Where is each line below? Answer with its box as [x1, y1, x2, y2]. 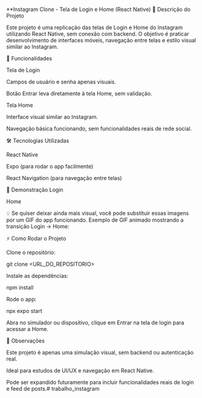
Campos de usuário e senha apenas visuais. [6, 79, 116, 85]
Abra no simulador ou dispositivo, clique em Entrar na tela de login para [6, 319, 184, 326]
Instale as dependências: [6, 272, 69, 279]
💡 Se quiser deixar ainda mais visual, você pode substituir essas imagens [6, 210, 189, 217]
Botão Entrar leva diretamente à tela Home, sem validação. [6, 90, 152, 97]
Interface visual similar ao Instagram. [6, 114, 99, 120]
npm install [6, 284, 34, 291]
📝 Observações [6, 337, 45, 344]
